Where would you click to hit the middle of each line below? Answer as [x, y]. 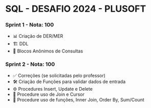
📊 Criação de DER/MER [38, 36]
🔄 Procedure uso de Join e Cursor [49, 94]
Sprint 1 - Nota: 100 [30, 25]
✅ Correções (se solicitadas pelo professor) [59, 75]
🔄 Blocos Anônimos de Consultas [48, 51]
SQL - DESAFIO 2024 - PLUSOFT [76, 9]
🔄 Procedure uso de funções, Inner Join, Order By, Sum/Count [78, 99]
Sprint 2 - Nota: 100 [30, 64]
